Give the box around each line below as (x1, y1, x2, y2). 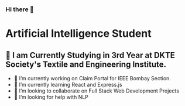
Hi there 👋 (5, 5, 35, 13)
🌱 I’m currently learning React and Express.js (13, 81, 122, 88)
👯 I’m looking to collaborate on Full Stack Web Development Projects (13, 87, 180, 94)
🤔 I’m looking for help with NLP (13, 93, 89, 100)
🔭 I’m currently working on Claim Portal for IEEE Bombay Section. (13, 74, 171, 81)
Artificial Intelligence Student (5, 27, 152, 40)
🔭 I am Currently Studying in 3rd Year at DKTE (5, 50, 175, 60)
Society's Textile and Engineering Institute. (5, 59, 167, 69)
